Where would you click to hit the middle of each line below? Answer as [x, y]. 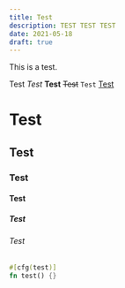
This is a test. [33, 67]
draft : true [31, 42]
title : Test [31, 17]
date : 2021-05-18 [41, 34]
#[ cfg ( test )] [33, 267]
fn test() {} [33, 276]
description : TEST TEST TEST [62, 26]
